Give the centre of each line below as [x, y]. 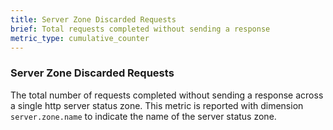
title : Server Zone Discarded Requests [93, 19]
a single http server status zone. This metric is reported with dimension [157, 105]
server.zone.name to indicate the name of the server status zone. [143, 116]
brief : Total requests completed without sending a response [140, 29]
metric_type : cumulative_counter [80, 38]
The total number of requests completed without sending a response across [167, 95]
